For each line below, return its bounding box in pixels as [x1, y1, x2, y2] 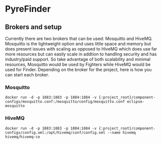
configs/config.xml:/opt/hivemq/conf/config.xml [5, 130, 106, 135]
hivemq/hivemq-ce [5, 134, 40, 139]
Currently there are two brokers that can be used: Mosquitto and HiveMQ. [5, 36, 153, 41]
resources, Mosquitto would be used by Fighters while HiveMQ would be [5, 62, 151, 67]
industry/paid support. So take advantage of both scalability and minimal [5, 56, 151, 62]
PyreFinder [5, 3, 51, 15]
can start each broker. [5, 72, 50, 77]
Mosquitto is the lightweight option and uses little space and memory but [5, 41, 151, 47]
